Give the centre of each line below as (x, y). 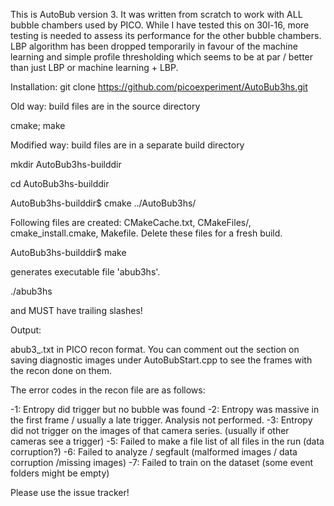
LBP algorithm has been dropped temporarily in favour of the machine (154, 46)
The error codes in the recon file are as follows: (108, 390)
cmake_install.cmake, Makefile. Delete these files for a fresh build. (146, 233)
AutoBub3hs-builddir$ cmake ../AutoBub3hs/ (103, 203)
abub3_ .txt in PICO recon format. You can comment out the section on (155, 349)
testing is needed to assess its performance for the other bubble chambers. (166, 35)
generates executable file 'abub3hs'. (85, 272)
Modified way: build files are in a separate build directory (127, 145)
